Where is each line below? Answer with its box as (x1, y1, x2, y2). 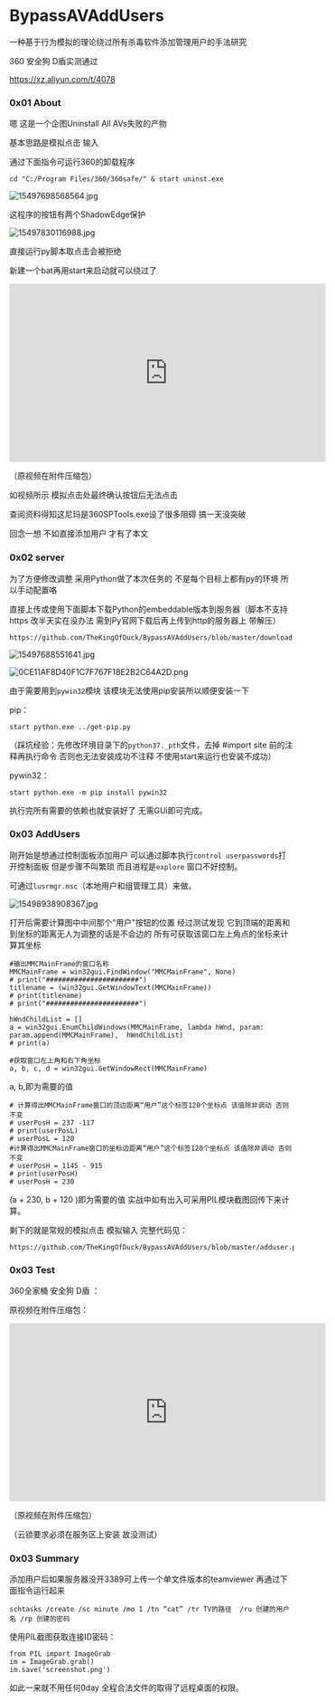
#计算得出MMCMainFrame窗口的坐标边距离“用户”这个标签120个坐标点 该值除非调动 (9, 1144, 275, 1153)
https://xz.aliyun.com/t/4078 (9, 73, 116, 84)
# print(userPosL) (9, 1126, 79, 1136)
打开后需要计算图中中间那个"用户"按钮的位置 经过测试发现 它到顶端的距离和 (9, 917, 291, 927)
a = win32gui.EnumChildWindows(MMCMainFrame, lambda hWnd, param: (9, 1022, 265, 1032)
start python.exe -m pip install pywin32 (9, 788, 168, 797)
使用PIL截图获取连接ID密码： (9, 1631, 116, 1642)
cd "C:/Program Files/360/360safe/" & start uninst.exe (9, 175, 224, 184)
